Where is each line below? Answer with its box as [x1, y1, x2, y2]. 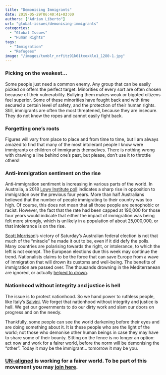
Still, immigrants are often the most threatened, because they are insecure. [5, 107, 158, 113]
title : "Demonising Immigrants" [5, 7, 72, 12]
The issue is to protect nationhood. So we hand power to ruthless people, [5, 293, 155, 299]
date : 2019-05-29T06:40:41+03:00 [5, 12, 74, 17]
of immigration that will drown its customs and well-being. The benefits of [5, 259, 156, 265]
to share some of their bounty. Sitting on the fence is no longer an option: [5, 334, 155, 340]
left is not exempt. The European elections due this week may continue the [5, 249, 158, 254]
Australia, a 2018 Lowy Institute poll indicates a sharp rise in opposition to [5, 187, 155, 192]
